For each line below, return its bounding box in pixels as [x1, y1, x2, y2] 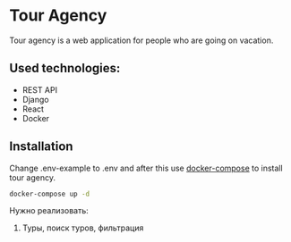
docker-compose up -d [9, 189, 90, 198]
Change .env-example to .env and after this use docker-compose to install [9, 163, 284, 173]
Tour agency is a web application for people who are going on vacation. [9, 35, 274, 46]
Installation [9, 139, 73, 154]
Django [21, 94, 49, 104]
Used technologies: [9, 61, 121, 76]
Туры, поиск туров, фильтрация [21, 222, 144, 233]
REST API [21, 84, 58, 95]
